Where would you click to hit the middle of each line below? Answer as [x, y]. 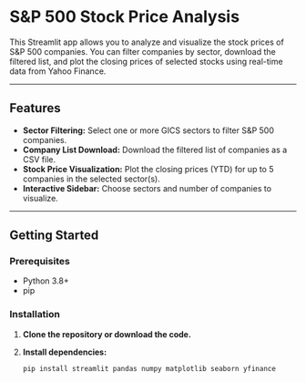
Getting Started [54, 236]
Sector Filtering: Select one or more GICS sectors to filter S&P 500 [148, 130]
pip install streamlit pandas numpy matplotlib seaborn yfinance [149, 368]
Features [35, 108]
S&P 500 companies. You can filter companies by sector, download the [143, 51]
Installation [35, 315]
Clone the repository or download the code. [107, 334]
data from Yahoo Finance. [58, 71]
